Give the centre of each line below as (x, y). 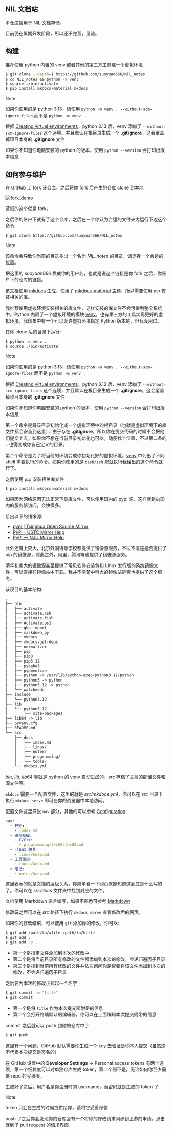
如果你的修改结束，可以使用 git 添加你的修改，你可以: (62, 923)
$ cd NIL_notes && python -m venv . (44, 79)
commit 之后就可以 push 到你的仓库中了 (47, 1025)
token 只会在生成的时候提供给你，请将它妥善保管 (57, 1107)
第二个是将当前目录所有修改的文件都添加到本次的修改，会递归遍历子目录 (89, 959)
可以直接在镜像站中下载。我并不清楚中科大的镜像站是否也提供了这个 (86, 572)
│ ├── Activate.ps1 (28, 623)
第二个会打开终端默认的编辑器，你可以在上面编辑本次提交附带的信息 (84, 1014)
